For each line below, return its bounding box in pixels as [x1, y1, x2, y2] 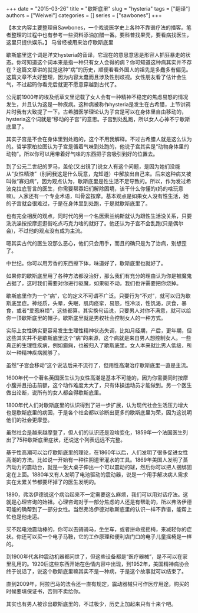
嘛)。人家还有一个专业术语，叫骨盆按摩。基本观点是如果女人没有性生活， [6, 193, 184, 199]
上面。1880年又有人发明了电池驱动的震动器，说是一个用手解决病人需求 [16, 471, 189, 478]
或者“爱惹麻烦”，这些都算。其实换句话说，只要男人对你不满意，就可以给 [16, 307, 192, 314]
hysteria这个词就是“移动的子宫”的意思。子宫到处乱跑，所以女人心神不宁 [6, 116, 180, 122]
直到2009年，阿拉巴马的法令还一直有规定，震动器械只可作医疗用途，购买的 [6, 580, 190, 587]
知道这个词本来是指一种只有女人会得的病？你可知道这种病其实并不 [26, 59, 187, 66]
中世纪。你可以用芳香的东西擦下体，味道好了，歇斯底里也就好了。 [6, 260, 166, 267]
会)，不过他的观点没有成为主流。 [6, 227, 86, 234]
